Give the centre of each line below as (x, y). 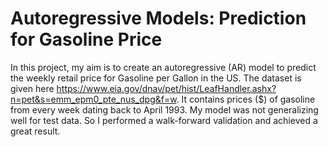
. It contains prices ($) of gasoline (246, 99)
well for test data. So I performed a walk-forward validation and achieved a (164, 120)
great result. (35, 131)
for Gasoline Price (86, 39)
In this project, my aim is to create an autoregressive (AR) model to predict (163, 67)
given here (32, 88)
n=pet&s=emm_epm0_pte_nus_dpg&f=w (93, 99)
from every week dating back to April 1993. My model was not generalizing (164, 109)
